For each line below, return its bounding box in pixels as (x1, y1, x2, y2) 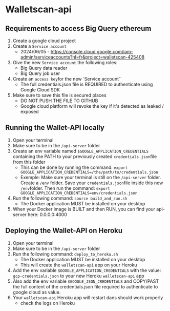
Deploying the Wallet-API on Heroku (5, 226, 123, 235)
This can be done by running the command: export (20, 164, 128, 170)
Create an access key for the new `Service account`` (12, 76, 122, 82)
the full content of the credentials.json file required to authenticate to (12, 283, 158, 289)
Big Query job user (20, 70, 60, 76)
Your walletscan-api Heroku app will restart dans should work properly (12, 294, 163, 301)
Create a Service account (12, 43, 67, 49)
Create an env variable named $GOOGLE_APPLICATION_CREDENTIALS (12, 148, 149, 154)
